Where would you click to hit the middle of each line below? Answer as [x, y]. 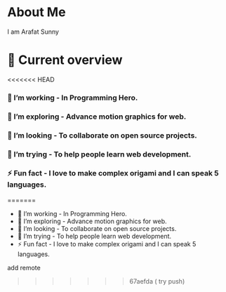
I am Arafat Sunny [33, 32]
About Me [36, 12]
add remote [24, 267]
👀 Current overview [65, 60]
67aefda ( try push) [157, 281]
